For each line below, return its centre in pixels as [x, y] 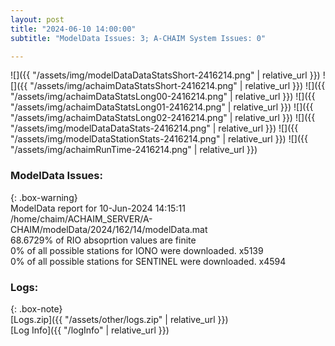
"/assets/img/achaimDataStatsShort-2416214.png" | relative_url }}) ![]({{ [177, 86]
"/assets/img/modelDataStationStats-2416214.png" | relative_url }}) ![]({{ [159, 139]
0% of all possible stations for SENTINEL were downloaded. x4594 [148, 261]
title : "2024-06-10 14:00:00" [73, 29]
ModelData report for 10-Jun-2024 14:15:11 [98, 208]
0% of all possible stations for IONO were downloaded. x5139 [137, 250]
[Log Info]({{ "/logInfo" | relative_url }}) [90, 330]
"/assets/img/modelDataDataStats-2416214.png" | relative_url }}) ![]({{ [154, 128]
